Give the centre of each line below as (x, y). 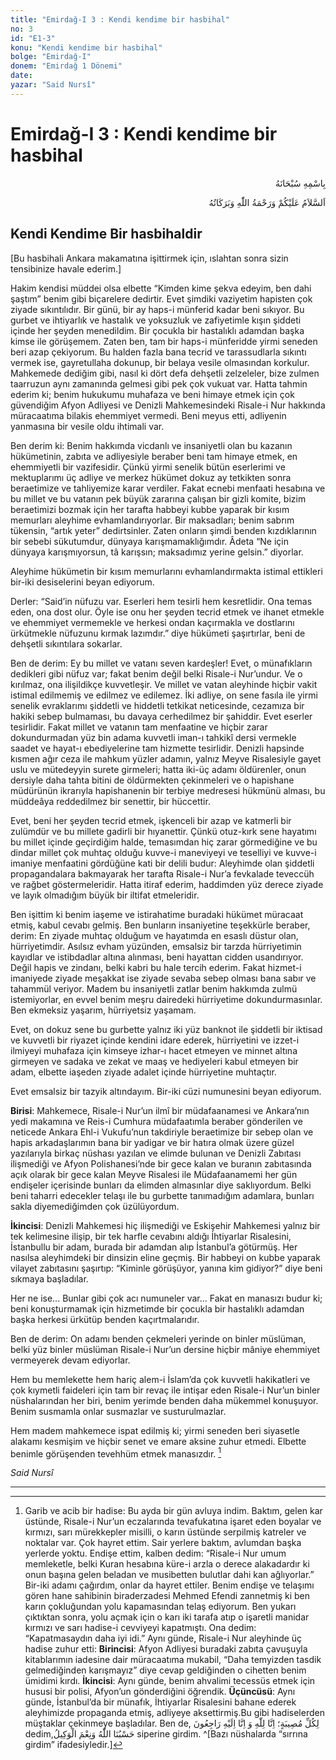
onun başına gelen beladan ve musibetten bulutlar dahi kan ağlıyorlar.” (169, 1575)
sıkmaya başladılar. (49, 1278)
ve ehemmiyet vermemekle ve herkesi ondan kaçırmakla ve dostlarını (152, 622)
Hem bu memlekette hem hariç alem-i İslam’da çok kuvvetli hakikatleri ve (160, 1379)
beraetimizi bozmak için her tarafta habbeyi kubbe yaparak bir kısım (150, 509)
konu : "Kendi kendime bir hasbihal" (86, 47)
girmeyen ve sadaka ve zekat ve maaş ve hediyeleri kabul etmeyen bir (154, 1061)
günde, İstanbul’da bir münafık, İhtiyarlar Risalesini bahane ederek (160, 1702)
